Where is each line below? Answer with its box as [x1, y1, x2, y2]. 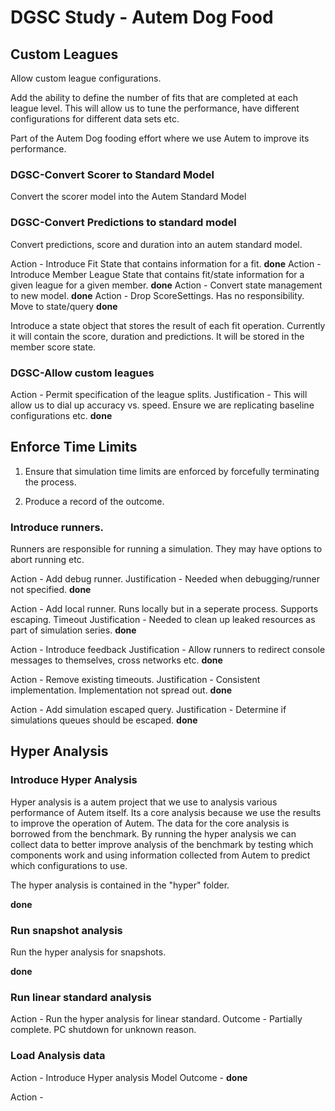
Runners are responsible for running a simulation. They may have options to [10, 543, 323, 555]
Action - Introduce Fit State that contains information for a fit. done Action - [10, 257, 322, 270]
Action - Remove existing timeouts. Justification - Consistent [10, 674, 261, 685]
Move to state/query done [10, 300, 118, 312]
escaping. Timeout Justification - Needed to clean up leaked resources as [10, 614, 316, 625]
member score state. [10, 341, 97, 353]
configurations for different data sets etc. [10, 113, 180, 125]
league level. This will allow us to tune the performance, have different [10, 102, 300, 114]
